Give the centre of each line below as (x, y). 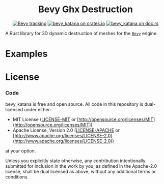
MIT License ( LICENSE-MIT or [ (46, 119)
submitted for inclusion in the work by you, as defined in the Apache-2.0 (81, 166)
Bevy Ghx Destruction (86, 9)
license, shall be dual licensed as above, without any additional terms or (81, 171)
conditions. (17, 177)
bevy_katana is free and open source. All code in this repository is (74, 104)
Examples (26, 54)
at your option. (21, 150)
